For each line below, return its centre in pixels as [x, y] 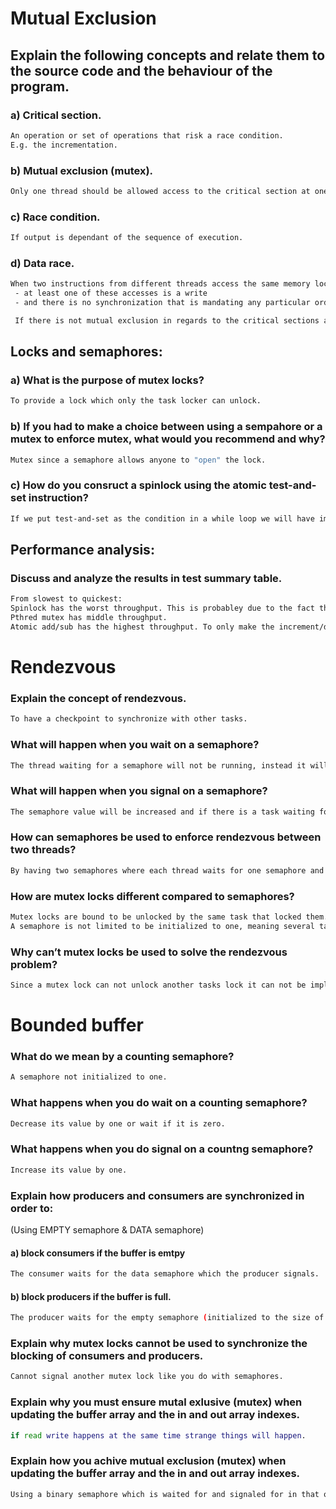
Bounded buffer [77, 1025]
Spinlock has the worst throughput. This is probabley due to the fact [162, 608]
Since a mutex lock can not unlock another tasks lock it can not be [158, 985]
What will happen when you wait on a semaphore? [135, 745]
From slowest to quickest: [66, 599]
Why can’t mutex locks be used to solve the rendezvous [149, 952]
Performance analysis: [82, 550]
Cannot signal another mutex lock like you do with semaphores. [147, 1377]
